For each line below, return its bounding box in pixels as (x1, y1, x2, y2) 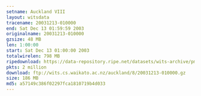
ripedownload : (6, 58, 42, 64)
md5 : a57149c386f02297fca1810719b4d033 (6, 81, 106, 87)
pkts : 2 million (6, 64, 47, 70)
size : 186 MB (6, 75, 39, 81)
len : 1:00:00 (6, 42, 39, 48)
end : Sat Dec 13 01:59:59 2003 (6, 25, 84, 32)
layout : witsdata (6, 14, 50, 20)
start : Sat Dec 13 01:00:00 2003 (6, 48, 90, 54)
